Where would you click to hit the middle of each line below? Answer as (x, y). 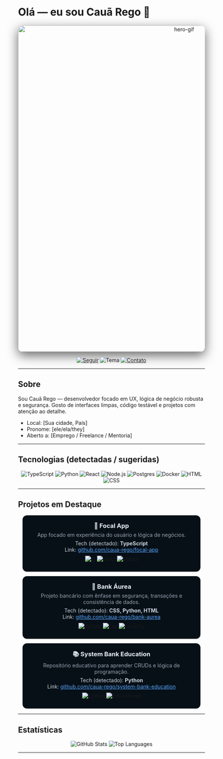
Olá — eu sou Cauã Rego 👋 (84, 12)
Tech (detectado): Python (111, 680)
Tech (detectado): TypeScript (111, 544)
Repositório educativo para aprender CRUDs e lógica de (111, 666)
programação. (111, 672)
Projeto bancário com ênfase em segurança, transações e (111, 596)
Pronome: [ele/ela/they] (55, 429)
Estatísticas (40, 730)
